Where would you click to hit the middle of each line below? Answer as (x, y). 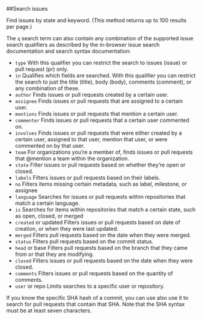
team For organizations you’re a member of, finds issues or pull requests (104, 152)
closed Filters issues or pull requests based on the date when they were (104, 260)
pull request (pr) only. (41, 69)
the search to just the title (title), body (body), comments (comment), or (103, 82)
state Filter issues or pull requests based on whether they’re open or (100, 165)
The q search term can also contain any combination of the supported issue (100, 38)
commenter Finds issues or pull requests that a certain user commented (102, 120)
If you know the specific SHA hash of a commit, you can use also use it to (97, 298)
